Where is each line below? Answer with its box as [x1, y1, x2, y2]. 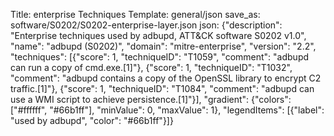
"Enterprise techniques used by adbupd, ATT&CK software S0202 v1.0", [10, 30, 307, 41]
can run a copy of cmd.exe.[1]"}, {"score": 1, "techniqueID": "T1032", [10, 62, 293, 73]
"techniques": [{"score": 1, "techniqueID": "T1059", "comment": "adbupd [10, 51, 310, 63]
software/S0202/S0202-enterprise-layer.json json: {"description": [10, 19, 283, 31]
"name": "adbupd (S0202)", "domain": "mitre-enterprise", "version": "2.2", [10, 40, 317, 52]
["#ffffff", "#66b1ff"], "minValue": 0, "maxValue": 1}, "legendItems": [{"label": [10, 104, 325, 116]
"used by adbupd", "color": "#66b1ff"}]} [10, 115, 174, 126]
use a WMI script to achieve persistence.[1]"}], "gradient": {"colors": [10, 94, 292, 105]
